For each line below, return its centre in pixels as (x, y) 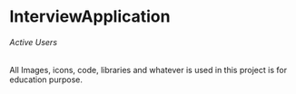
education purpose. (46, 80)
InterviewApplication (90, 17)
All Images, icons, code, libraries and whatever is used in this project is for (148, 70)
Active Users (33, 42)
